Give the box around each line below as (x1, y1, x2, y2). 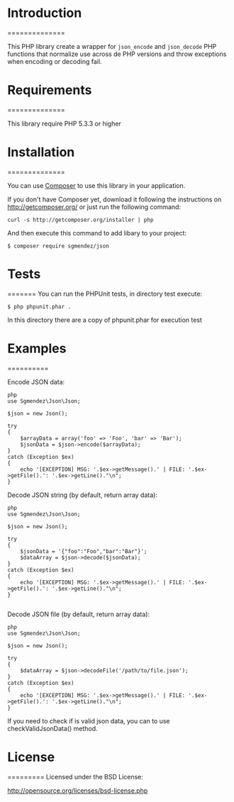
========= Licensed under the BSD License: (7, 772, 144, 781)
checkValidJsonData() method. (7, 724, 98, 733)
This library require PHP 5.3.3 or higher (7, 119, 122, 128)
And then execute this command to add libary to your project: (7, 228, 186, 237)
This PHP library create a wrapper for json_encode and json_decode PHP (7, 42, 217, 50)
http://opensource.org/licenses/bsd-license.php (7, 786, 148, 795)
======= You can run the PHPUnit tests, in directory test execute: (7, 289, 203, 298)
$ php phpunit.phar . (7, 303, 72, 310)
